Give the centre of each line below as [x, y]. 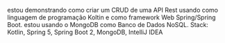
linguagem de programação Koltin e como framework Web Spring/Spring [112, 17]
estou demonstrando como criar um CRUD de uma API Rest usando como [113, 10]
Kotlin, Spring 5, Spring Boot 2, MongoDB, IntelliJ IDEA [85, 32]
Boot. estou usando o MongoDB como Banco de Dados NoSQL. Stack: [108, 25]
